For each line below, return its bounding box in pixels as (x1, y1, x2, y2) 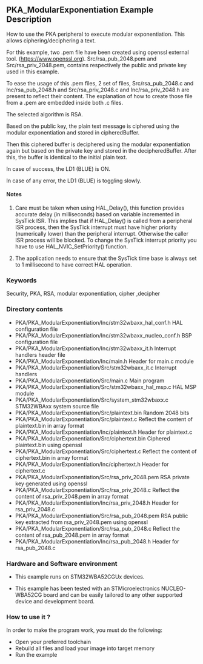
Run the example (15, 651, 58, 659)
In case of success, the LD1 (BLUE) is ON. (6, 165, 111, 172)
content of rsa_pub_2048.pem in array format (15, 531, 129, 539)
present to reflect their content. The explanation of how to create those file (6, 92, 193, 99)
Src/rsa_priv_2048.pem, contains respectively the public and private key (6, 61, 187, 68)
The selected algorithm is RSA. (6, 110, 84, 118)
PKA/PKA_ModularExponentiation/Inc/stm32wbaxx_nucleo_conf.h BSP (15, 331, 192, 339)
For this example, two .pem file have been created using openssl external (6, 48, 189, 56)
